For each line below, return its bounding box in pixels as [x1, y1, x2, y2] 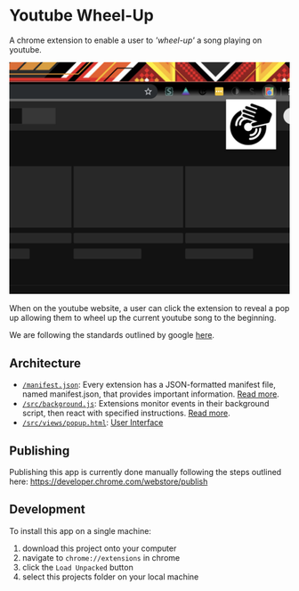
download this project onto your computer [21, 543, 177, 554]
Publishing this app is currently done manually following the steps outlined [9, 466, 282, 477]
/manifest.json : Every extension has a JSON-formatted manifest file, [21, 380, 276, 390]
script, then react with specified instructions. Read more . [21, 407, 231, 419]
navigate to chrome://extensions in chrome [21, 552, 181, 562]
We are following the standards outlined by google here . [9, 330, 215, 341]
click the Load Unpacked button [21, 562, 133, 572]
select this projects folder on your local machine [21, 571, 199, 582]
